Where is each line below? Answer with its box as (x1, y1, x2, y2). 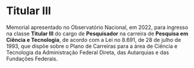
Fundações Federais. (6, 55, 58, 62)
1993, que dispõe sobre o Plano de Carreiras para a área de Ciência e (6, 43, 178, 50)
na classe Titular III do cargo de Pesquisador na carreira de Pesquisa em (6, 30, 189, 37)
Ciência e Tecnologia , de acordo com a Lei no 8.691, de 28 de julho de (6, 36, 181, 43)
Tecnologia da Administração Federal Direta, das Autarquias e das (6, 48, 169, 56)
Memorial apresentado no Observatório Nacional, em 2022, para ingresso (6, 24, 189, 31)
